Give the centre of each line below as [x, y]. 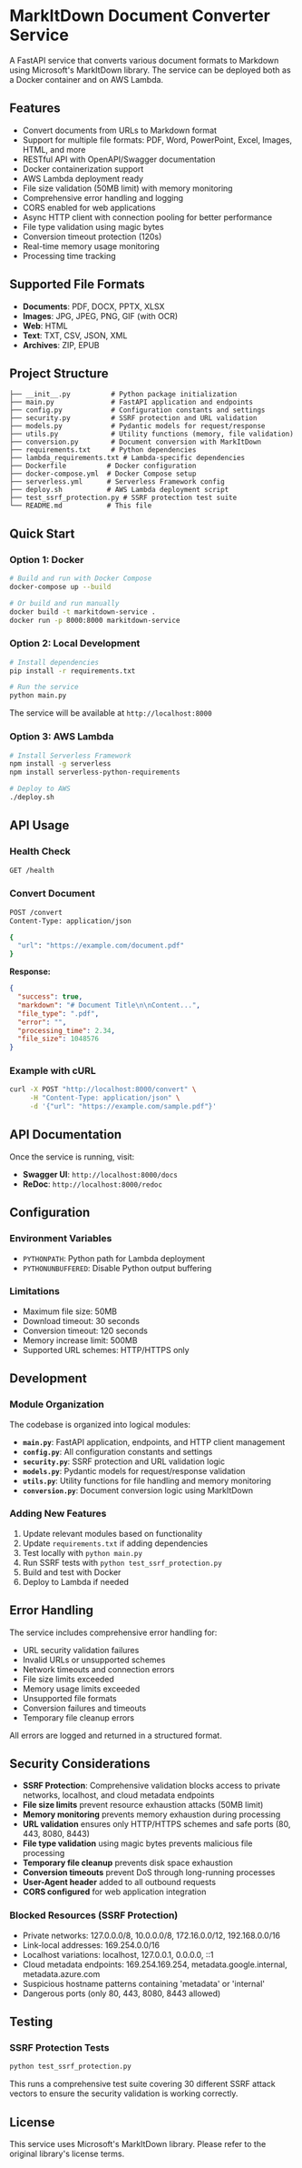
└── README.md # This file [81, 506]
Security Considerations [80, 1764]
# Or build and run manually [64, 603]
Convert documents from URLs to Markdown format [120, 130]
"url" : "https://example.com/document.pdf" [101, 946]
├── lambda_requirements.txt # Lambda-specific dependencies [127, 458]
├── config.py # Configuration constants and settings [137, 410]
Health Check [40, 851]
